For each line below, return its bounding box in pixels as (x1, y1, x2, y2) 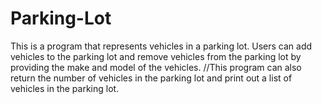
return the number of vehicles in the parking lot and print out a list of (10, 72, 293, 84)
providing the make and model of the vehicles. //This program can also (10, 61, 302, 73)
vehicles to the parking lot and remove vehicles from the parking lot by (10, 50, 302, 62)
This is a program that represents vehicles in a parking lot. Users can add (10, 40, 313, 52)
